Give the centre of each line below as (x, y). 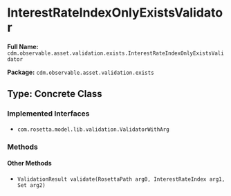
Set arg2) (31, 185)
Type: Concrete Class (55, 94)
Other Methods (29, 163)
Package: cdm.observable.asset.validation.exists (81, 72)
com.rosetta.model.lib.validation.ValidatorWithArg (93, 130)
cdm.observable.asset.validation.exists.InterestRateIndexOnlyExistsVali (116, 53)
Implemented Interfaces (48, 114)
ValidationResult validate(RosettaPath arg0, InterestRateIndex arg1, (121, 179)
